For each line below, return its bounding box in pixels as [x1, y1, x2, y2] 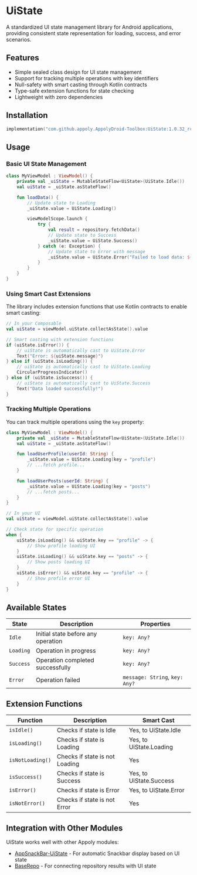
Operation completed [36, 656, 95, 665]
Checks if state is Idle [56, 726, 116, 734]
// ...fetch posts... [27, 489, 80, 495]
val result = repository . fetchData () [47, 227, 141, 233]
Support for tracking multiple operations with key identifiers [14, 74, 159, 81]
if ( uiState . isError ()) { [6, 342, 69, 348]
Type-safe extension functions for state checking [14, 87, 134, 94]
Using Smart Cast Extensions [6, 290, 91, 298]
